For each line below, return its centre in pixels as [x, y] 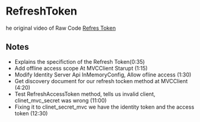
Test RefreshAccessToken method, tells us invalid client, [85, 94]
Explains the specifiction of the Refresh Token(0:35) [80, 61]
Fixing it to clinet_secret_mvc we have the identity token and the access [104, 107]
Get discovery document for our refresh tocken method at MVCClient [101, 81]
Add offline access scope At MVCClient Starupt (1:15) [81, 68]
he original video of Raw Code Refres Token [61, 28]
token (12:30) [31, 113]
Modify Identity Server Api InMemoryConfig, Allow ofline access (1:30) [103, 75]
